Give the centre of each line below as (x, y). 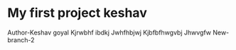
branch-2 (21, 39)
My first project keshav (77, 13)
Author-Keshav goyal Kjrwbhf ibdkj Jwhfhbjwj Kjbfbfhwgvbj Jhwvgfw (109, 32)
